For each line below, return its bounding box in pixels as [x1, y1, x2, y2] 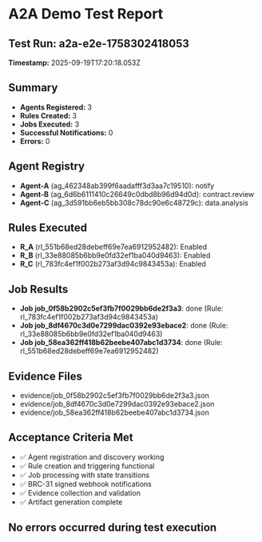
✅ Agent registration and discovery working [19, 452, 165, 461]
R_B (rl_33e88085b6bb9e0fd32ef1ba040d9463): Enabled [19, 251, 211, 260]
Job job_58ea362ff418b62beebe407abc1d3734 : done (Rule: [19, 338, 223, 347]
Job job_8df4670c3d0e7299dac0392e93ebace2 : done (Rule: [19, 321, 228, 331]
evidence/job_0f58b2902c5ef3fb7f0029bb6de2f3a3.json [19, 391, 210, 400]
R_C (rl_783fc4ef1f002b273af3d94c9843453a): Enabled [19, 259, 206, 269]
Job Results [8, 282, 69, 296]
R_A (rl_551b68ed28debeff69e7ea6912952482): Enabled [19, 242, 208, 252]
